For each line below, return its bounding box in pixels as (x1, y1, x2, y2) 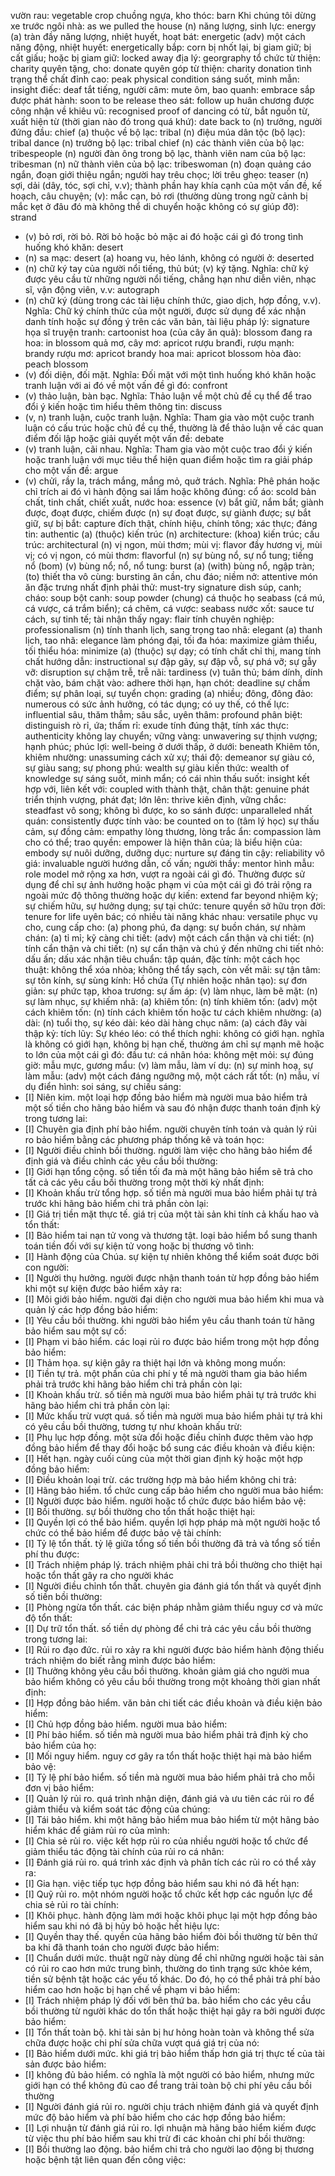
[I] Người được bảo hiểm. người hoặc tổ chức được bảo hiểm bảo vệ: (24, 1495, 307, 1507)
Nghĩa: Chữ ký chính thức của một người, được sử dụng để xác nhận (24, 305, 307, 317)
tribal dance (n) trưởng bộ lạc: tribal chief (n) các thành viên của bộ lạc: (10, 137, 305, 149)
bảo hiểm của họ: (24, 1740, 97, 1751)
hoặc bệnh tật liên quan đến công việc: (24, 2154, 187, 2165)
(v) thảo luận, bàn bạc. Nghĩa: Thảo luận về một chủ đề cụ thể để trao (24, 390, 312, 402)
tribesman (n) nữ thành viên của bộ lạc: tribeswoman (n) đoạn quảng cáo (10, 158, 312, 170)
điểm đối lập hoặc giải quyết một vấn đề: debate (24, 433, 225, 444)
